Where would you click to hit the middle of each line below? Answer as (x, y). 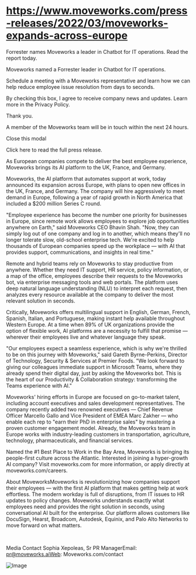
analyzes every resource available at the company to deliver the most (90, 294)
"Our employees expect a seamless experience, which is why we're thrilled (97, 348)
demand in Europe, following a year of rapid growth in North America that (94, 197)
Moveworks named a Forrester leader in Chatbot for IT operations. (86, 69)
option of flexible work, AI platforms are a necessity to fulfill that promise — (97, 330)
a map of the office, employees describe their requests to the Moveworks (94, 276)
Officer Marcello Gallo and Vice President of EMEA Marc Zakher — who (92, 415)
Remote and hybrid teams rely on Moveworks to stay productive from (90, 263)
